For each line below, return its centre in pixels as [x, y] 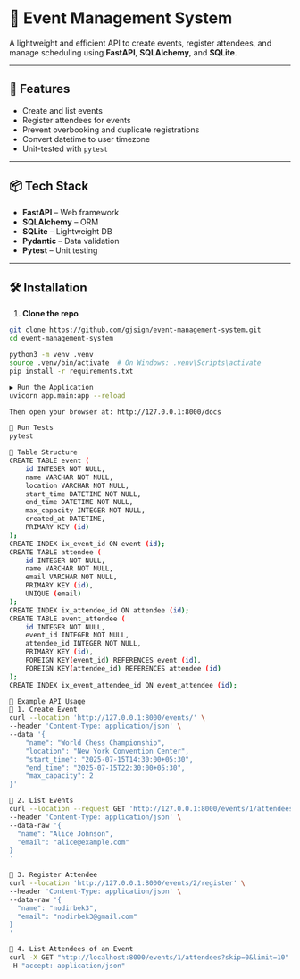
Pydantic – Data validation [71, 241]
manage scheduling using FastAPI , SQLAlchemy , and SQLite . [123, 52]
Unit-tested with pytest [65, 148]
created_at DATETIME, [65, 519]
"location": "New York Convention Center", [108, 751]
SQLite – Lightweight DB [67, 231]
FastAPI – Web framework [71, 212]
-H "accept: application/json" [67, 966]
